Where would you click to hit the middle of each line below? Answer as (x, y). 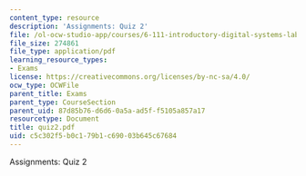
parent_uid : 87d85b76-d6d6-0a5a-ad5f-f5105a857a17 (107, 111)
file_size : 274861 (44, 43)
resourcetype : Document (55, 119)
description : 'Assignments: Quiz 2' (79, 26)
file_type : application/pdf (63, 52)
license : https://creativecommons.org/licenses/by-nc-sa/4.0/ (130, 77)
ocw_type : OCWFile (44, 85)
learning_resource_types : (58, 60)
